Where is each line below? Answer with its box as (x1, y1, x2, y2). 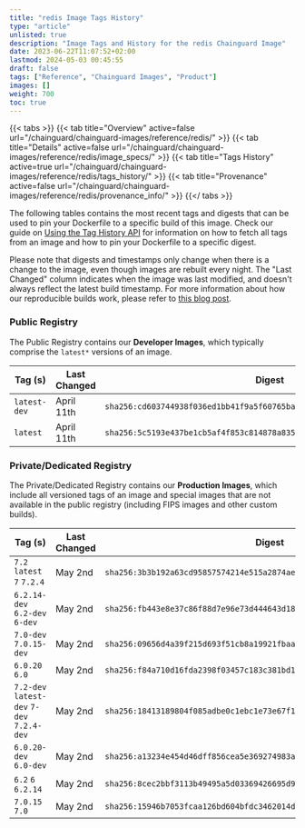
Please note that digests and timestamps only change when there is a (9, 254, 270, 265)
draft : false (9, 65, 59, 74)
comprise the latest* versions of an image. (9, 346, 172, 357)
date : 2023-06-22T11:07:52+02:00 (9, 47, 136, 56)
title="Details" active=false (9, 142, 110, 153)
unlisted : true (9, 30, 67, 39)
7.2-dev (14, 682, 47, 692)
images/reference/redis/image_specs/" (9, 152, 156, 163)
